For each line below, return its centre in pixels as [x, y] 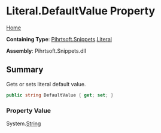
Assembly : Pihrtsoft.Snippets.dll [46, 51]
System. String [24, 123]
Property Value [29, 110]
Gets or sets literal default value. [46, 84]
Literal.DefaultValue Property [81, 11]
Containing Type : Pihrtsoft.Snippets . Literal [59, 39]
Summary [25, 70]
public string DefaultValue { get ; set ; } [60, 95]
